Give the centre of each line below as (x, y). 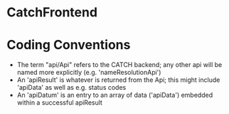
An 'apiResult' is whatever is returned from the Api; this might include (118, 80)
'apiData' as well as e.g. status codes (71, 88)
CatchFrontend (52, 12)
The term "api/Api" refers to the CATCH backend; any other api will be (119, 65)
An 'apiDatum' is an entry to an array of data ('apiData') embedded (115, 95)
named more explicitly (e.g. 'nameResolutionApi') (89, 73)
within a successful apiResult (59, 103)
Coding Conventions (69, 45)
